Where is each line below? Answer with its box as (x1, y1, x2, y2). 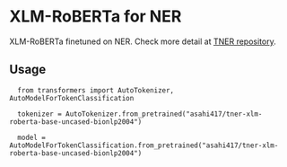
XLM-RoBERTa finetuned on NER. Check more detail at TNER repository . (9, 36, 276, 47)
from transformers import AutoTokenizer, (17, 85, 175, 95)
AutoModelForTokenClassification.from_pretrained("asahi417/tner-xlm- (9, 141, 279, 150)
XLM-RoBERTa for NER (9, 6, 182, 27)
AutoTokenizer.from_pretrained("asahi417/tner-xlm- (65, 110, 263, 119)
